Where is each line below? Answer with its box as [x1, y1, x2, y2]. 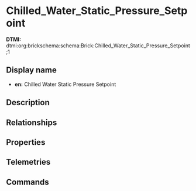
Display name [6, 65, 57, 75]
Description [6, 98, 50, 107]
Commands [6, 177, 50, 187]
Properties [6, 137, 46, 147]
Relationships [6, 117, 57, 127]
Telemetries [6, 157, 51, 167]
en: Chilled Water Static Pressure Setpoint [14, 81, 116, 88]
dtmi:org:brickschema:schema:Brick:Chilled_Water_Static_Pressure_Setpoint [6, 42, 190, 49]
